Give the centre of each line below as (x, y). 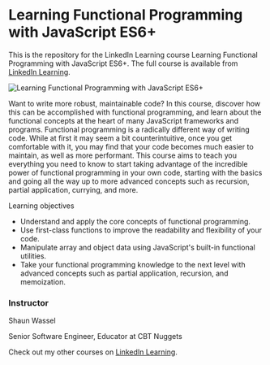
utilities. (33, 256)
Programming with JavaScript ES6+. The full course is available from (123, 63)
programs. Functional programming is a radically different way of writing (129, 129)
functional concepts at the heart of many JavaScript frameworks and (124, 120)
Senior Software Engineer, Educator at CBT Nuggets (95, 337)
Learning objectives (41, 206)
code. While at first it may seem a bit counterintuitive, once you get (120, 138)
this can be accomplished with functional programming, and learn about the (135, 112)
